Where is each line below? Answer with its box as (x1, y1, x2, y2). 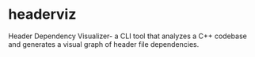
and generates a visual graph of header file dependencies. (8, 39, 200, 48)
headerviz (8, 5, 77, 23)
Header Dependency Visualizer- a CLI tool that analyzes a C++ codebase (8, 31, 247, 41)
